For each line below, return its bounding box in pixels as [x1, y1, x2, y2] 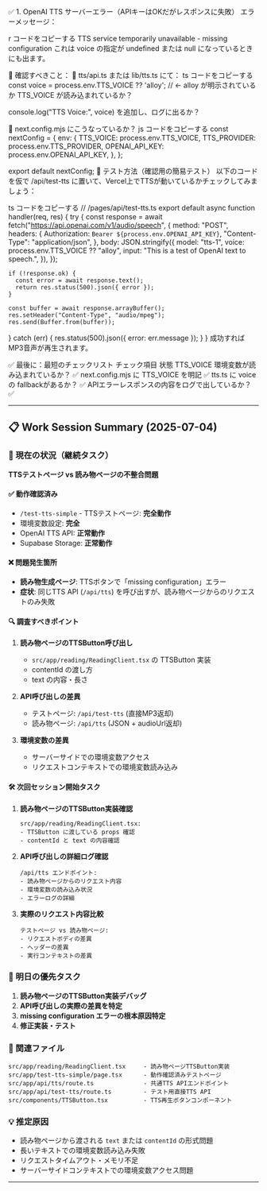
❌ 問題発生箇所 [8, 558, 57, 567]
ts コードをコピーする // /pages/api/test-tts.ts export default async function [8, 203, 256, 212]
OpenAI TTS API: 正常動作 [19, 528, 106, 538]
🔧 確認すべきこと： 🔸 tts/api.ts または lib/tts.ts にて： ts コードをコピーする [8, 71, 253, 79]
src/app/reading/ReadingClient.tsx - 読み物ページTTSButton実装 [8, 1063, 230, 1071]
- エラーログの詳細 [19, 894, 75, 902]
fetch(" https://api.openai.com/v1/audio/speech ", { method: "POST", [8, 221, 229, 230]
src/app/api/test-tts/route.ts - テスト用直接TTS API [8, 1088, 211, 1096]
